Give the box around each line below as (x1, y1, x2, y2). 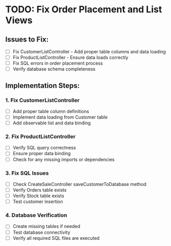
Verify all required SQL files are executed (12, 235, 100, 241)
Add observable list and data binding (12, 120, 91, 126)
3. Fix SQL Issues (5, 169, 49, 177)
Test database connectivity (12, 229, 70, 235)
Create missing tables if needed (12, 223, 81, 230)
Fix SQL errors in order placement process (12, 60, 103, 66)
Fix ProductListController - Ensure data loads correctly (12, 54, 128, 61)
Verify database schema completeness (12, 66, 96, 72)
